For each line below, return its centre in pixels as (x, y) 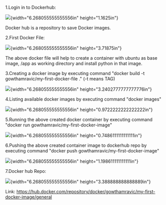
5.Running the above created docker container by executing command (79, 120)
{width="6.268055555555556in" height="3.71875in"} (66, 48)
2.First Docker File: (25, 37)
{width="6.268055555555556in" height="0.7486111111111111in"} (76, 135)
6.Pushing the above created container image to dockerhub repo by (76, 145)
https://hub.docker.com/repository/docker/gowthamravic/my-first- (86, 191)
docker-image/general (29, 197)
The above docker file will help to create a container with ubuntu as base (81, 58)
